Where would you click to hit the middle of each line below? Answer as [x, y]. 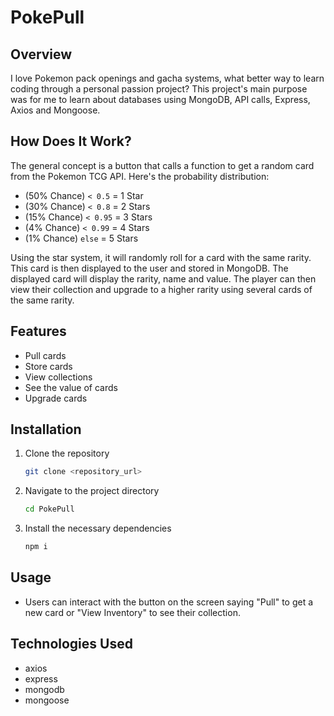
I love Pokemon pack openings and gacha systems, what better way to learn [167, 78]
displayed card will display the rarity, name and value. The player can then [163, 278]
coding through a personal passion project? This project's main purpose [159, 89]
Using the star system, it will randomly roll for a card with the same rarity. [161, 257]
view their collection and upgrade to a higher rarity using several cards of [161, 289]
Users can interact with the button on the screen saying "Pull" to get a [169, 602]
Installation [46, 429]
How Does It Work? [71, 141]
